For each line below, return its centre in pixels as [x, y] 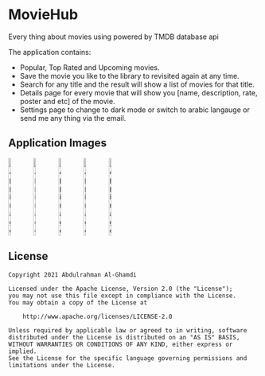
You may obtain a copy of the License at [78, 302]
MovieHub [43, 15]
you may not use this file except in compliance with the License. [123, 296]
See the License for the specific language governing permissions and [128, 358]
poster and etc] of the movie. [67, 101]
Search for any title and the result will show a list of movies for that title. [137, 84]
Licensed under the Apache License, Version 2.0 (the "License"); [121, 289]
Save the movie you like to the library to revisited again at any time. [130, 76]
